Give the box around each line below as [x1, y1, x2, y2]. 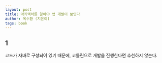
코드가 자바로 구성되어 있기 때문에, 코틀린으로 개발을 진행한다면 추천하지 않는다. [5, 52, 158, 59]
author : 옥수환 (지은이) [5, 16, 50, 21]
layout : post [5, 7, 32, 12]
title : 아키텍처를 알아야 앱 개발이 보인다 [5, 12, 80, 17]
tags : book [5, 21, 28, 26]
